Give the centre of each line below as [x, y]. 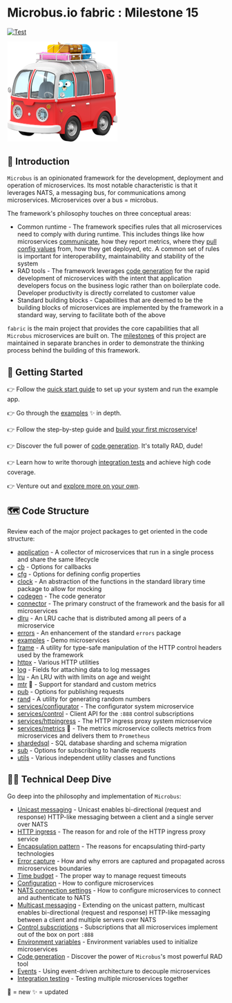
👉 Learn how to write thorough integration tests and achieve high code [109, 462]
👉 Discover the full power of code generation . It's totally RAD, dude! [105, 446]
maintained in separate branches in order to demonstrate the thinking [106, 343]
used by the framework [50, 655]
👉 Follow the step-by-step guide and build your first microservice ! [103, 429]
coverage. [21, 472]
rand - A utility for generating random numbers [84, 699]
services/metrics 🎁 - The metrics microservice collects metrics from [114, 728]
